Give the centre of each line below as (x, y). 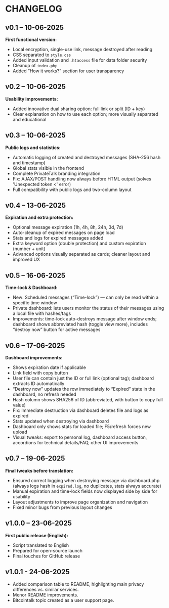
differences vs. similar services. (46, 589)
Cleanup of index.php (35, 65)
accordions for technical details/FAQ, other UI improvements (75, 443)
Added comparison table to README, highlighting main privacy (78, 584)
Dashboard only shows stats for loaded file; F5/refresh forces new (81, 427)
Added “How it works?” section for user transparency (68, 71)
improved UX (26, 260)
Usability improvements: (32, 99)
